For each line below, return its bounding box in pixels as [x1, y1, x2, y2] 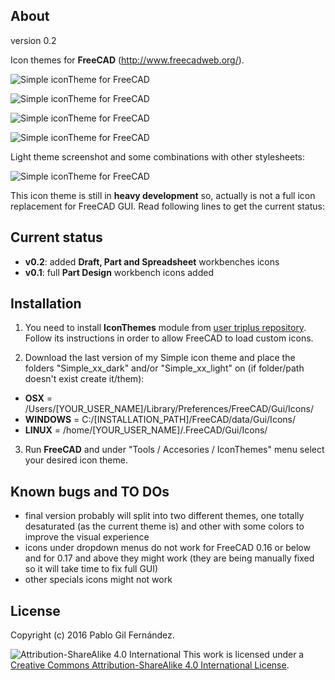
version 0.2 [10, 34, 57, 46]
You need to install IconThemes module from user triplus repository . [24, 322, 307, 334]
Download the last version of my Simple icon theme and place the [24, 352, 296, 364]
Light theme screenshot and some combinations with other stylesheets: [10, 150, 306, 163]
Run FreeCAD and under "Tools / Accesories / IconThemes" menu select [24, 444, 325, 456]
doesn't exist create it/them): [24, 373, 145, 385]
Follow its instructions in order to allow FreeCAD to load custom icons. [24, 332, 314, 344]
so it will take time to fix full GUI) [24, 563, 159, 575]
